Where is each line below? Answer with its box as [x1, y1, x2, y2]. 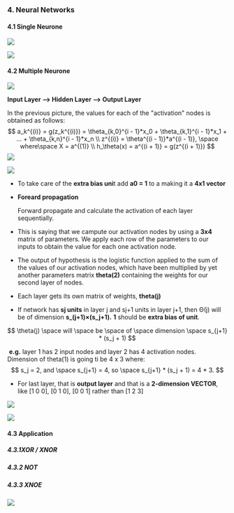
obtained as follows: [7, 116, 65, 125]
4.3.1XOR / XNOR [7, 445, 58, 453]
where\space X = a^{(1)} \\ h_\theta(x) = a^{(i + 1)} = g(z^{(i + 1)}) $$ [20, 142, 215, 151]
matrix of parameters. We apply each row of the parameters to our [17, 235, 209, 243]
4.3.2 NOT [7, 463, 38, 471]
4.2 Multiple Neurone [7, 67, 71, 75]
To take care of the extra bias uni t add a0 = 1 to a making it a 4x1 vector [17, 179, 226, 188]
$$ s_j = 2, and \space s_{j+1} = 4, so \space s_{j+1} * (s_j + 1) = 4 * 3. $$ [10, 366, 224, 374]
